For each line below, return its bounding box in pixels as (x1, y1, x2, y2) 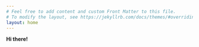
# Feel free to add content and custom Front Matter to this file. (6, 8, 176, 15)
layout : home (6, 19, 38, 25)
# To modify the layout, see (6, 14, 78, 20)
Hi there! (6, 36, 28, 43)
